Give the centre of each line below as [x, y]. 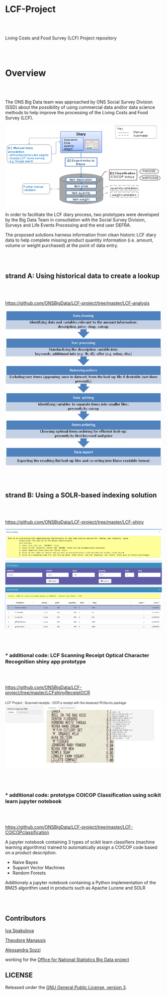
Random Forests [29, 873]
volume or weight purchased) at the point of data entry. [62, 245]
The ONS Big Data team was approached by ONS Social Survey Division [79, 102]
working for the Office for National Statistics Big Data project [67, 960]
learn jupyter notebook [34, 801]
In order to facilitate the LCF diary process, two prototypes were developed [82, 214]
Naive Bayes [25, 862]
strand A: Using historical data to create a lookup [83, 276]
